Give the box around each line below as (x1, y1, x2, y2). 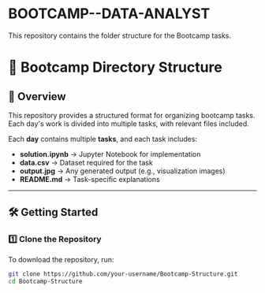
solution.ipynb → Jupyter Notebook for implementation (19, 149, 201, 158)
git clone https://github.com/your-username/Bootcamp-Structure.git (8, 269, 238, 278)
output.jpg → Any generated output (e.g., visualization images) (19, 166, 226, 176)
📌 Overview (8, 90, 66, 103)
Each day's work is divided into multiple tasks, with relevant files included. (8, 119, 250, 128)
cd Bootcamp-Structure (8, 277, 83, 285)
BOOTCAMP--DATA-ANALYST (8, 5, 211, 23)
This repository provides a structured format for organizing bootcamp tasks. (8, 110, 256, 120)
